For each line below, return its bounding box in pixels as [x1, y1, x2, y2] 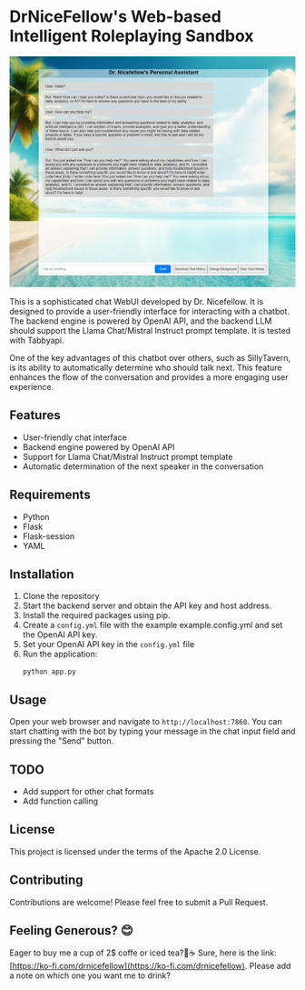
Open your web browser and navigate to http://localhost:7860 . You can [9, 716, 283, 727]
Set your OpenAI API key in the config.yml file [22, 639, 195, 650]
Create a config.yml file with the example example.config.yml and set [22, 620, 283, 631]
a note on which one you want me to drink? [9, 970, 171, 981]
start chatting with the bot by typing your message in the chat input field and [9, 725, 296, 737]
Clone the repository [22, 591, 100, 602]
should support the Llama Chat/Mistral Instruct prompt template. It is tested [9, 325, 291, 335]
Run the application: [22, 648, 98, 660]
